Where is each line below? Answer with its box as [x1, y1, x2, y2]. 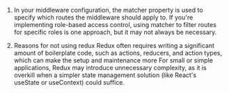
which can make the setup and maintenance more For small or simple [13, 56, 214, 65]
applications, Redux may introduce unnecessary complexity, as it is [13, 64, 207, 71]
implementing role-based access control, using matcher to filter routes [13, 21, 217, 28]
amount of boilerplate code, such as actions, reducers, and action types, [13, 49, 223, 57]
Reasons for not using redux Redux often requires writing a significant [13, 42, 214, 49]
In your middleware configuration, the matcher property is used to [13, 6, 203, 14]
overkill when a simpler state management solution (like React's [13, 71, 197, 79]
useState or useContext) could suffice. [13, 78, 125, 86]
